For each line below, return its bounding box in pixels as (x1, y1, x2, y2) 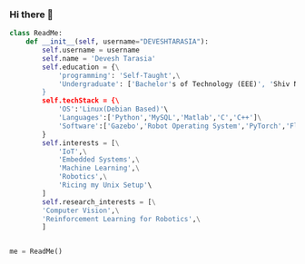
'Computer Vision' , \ (42, 206, 120, 215)
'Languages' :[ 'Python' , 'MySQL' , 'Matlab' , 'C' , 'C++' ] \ (57, 113, 261, 122)
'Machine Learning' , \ (57, 163, 141, 173)
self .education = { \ (42, 63, 120, 72)
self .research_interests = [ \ (42, 197, 156, 207)
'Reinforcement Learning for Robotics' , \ (42, 214, 202, 223)
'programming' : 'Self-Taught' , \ (57, 71, 181, 80)
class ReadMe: (9, 29, 64, 38)
